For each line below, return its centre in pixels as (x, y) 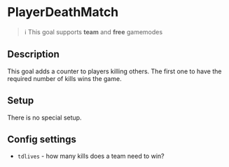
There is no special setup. (44, 117)
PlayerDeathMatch (63, 12)
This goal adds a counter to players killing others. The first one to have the (114, 71)
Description (33, 54)
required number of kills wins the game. (64, 78)
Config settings (42, 139)
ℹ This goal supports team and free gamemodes (93, 31)
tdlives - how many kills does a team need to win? (91, 156)
